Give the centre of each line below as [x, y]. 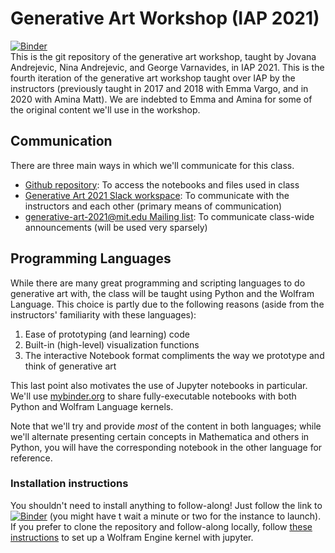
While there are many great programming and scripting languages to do [158, 283]
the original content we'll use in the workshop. [105, 109]
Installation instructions [69, 484]
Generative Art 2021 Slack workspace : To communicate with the [157, 195]
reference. [31, 458]
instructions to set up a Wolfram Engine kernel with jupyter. [132, 537]
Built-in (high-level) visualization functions [112, 344]
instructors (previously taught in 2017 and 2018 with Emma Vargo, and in [159, 88]
